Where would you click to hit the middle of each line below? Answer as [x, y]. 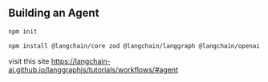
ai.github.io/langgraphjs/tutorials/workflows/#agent [93, 69]
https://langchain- [81, 61]
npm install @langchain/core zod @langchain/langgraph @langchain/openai [134, 46]
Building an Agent [54, 13]
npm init [23, 31]
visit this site [29, 61]
